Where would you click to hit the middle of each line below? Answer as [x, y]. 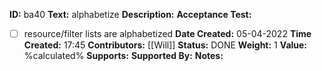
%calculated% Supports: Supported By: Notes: [123, 56]
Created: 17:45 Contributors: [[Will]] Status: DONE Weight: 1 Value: [165, 45]
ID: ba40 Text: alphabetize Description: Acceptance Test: [130, 14]
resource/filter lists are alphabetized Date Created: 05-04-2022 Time [167, 33]
